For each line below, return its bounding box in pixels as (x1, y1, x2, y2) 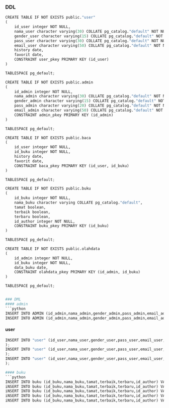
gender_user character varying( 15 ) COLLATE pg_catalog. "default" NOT (14, 34, 163, 39)
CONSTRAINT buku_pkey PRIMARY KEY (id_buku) (14, 224, 109, 229)
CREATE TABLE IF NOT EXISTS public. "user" (5, 15, 96, 20)
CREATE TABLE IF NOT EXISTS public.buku (5, 186, 92, 191)
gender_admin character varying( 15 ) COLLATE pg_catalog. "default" (14, 98, 156, 104)
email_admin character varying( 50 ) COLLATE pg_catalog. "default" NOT (14, 108, 163, 113)
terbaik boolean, (14, 210, 51, 215)
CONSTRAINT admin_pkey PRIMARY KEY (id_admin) (14, 112, 114, 118)
